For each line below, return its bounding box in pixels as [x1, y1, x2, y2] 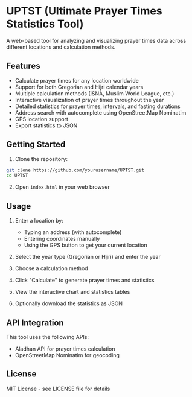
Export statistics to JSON [14, 122, 78, 129]
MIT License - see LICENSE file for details [6, 385, 110, 392]
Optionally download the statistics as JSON [14, 300, 123, 307]
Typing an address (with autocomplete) [24, 229, 122, 236]
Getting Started [6, 139, 66, 150]
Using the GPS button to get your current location [24, 241, 148, 249]
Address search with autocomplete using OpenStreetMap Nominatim [14, 109, 187, 116]
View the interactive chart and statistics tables [14, 288, 130, 296]
